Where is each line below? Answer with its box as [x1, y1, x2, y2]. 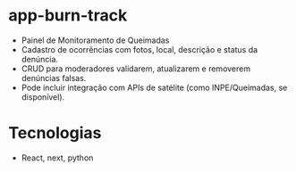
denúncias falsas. [21, 72, 87, 83]
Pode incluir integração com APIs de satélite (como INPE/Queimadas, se [21, 82, 288, 93]
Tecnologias [8, 123, 102, 143]
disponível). [21, 91, 65, 102]
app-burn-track [8, 5, 128, 26]
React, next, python [21, 152, 94, 163]
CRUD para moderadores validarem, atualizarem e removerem [21, 63, 251, 74]
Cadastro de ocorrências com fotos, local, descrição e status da [21, 44, 258, 54]
